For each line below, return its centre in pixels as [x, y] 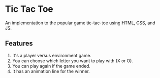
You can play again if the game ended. [51, 66]
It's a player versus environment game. [52, 55]
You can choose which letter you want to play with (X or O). [73, 61]
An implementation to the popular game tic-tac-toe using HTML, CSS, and [80, 23]
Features [19, 44]
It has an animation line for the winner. [51, 71]
